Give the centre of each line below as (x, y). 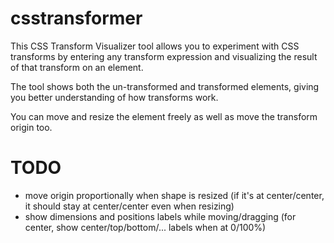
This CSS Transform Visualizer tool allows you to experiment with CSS (155, 46)
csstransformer (76, 18)
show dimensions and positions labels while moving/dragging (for (160, 216)
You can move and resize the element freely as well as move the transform (164, 116)
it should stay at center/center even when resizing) (129, 206)
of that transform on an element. (77, 67)
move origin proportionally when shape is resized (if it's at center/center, (174, 195)
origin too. (31, 127)
